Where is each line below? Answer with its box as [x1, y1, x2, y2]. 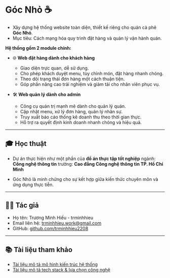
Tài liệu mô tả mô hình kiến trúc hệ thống [12, 261, 98, 267]
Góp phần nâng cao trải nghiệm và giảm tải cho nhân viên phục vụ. [20, 81, 160, 87]
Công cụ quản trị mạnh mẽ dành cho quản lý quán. [20, 103, 126, 109]
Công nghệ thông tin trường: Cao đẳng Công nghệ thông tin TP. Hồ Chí [12, 161, 163, 167]
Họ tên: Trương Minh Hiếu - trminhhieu [12, 214, 94, 221]
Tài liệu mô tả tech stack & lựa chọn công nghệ [12, 267, 110, 273]
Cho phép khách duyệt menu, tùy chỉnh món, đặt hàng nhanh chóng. [20, 70, 164, 76]
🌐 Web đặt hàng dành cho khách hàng [12, 54, 95, 61]
